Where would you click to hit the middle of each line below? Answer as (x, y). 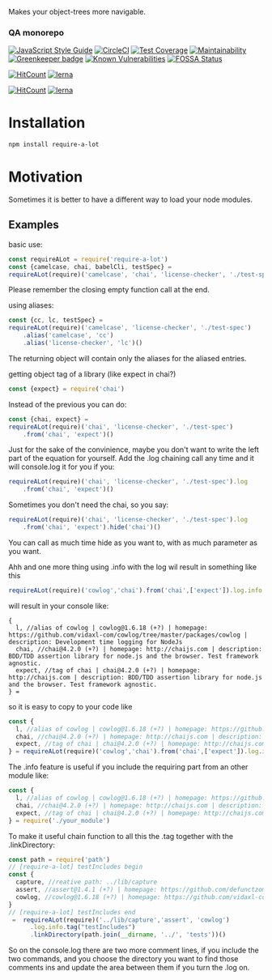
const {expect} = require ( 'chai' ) (67, 389)
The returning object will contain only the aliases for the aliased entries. (127, 358)
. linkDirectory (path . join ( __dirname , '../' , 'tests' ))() (128, 935)
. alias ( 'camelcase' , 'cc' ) (68, 335)
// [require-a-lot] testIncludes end (72, 912)
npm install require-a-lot (54, 145)
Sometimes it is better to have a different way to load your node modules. (131, 200)
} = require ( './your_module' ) (59, 820)
